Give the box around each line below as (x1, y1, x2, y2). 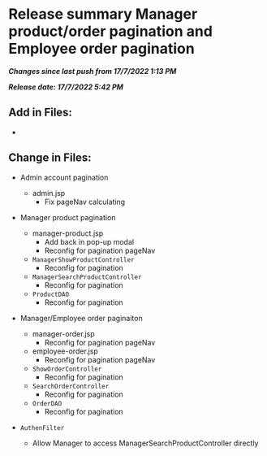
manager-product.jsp (32, 228, 104, 238)
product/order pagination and (8, 22, 213, 41)
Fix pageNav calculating (44, 197, 126, 206)
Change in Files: (8, 151, 92, 165)
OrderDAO (32, 399, 62, 407)
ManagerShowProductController (32, 255, 136, 264)
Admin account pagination (19, 172, 109, 182)
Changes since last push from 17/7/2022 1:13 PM (8, 66, 177, 76)
